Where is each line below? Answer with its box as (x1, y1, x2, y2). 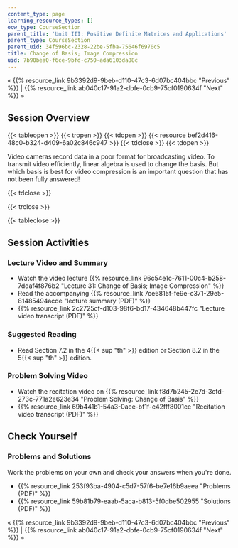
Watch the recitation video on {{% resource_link (17, 387, 158, 395)
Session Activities (7, 236, 90, 249)
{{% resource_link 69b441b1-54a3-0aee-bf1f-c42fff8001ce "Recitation (17, 402, 225, 411)
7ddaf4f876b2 (17, 281, 60, 290)
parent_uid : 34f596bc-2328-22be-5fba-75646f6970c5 (7, 43, 161, 50)
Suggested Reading (7, 330, 77, 340)
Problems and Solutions (7, 452, 92, 462)
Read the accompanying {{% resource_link (17, 289, 144, 298)
